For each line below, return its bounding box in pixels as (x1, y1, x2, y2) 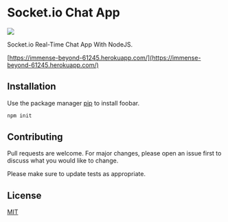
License (7, 190, 42, 201)
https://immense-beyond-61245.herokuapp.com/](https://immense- (9, 53, 201, 62)
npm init (7, 112, 32, 119)
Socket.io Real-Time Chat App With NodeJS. (7, 40, 133, 49)
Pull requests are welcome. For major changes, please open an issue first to (7, 149, 222, 158)
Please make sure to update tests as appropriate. (7, 170, 146, 178)
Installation (7, 81, 56, 92)
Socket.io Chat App (7, 5, 120, 21)
